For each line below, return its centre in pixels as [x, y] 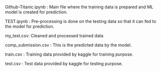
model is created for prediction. [36, 12]
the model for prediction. [30, 26]
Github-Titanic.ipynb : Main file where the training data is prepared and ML [79, 7]
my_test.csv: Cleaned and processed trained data [54, 36]
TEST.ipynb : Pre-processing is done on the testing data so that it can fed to [80, 21]
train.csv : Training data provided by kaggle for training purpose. [69, 54]
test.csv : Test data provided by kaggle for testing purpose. [64, 64]
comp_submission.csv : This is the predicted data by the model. [68, 45]
